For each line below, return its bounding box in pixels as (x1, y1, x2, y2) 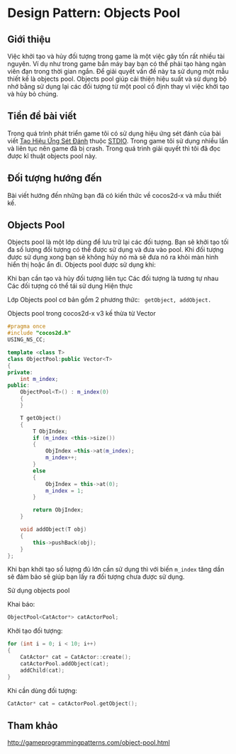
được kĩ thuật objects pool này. (7, 151, 97, 160)
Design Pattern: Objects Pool (7, 5, 181, 21)
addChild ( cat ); (20, 667, 65, 674)
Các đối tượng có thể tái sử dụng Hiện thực (7, 282, 133, 290)
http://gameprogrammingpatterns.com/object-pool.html (7, 738, 170, 747)
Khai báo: (7, 600, 35, 609)
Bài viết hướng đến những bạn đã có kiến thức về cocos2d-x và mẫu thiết (7, 191, 222, 199)
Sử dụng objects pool (7, 587, 70, 595)
